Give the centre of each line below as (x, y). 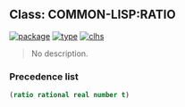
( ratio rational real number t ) (69, 95)
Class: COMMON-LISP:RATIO (92, 15)
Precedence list (44, 77)
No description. (59, 53)
